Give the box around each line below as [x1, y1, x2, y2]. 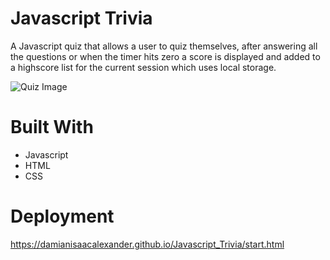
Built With [10, 116, 94, 139]
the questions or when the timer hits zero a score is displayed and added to [10, 50, 321, 62]
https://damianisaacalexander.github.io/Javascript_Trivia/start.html [10, 238, 285, 250]
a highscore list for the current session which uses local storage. [10, 61, 277, 73]
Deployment [10, 205, 115, 228]
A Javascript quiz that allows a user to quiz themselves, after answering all [10, 40, 318, 52]
